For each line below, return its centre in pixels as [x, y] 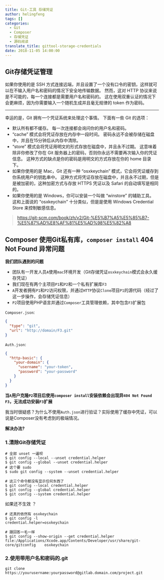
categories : [17, 23]
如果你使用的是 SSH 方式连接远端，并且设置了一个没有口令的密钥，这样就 [79, 84]
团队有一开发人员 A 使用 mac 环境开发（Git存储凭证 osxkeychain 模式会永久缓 [85, 272]
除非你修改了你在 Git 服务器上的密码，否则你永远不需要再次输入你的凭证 [85, 153]
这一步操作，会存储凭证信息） [42, 297]
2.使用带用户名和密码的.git [37, 558]
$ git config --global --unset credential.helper [57, 462]
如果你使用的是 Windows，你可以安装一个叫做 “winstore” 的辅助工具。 [83, 196]
